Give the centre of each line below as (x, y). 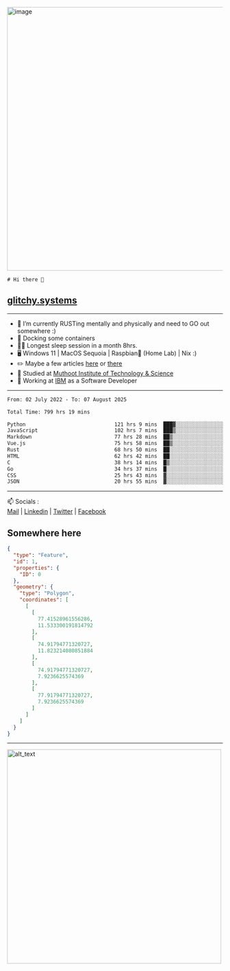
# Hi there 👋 (26, 280)
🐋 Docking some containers (56, 338)
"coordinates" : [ (44, 600)
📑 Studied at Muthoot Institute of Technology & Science (95, 373)
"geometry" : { (33, 587)
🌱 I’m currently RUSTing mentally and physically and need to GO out (113, 323)
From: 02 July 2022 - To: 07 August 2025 (67, 399)
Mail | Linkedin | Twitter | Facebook (56, 512)
